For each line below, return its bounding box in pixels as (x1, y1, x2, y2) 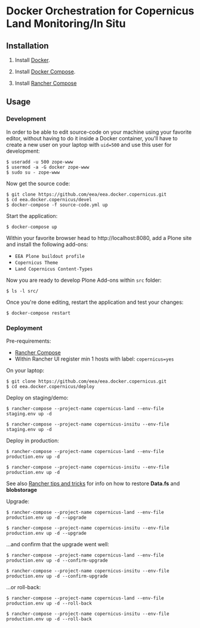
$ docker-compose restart (6, 310, 70, 316)
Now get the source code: (6, 180, 70, 187)
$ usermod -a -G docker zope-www (6, 164, 90, 170)
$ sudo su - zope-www (6, 169, 60, 176)
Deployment (6, 324, 43, 332)
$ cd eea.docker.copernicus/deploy (6, 383, 95, 389)
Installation (6, 41, 49, 51)
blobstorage (6, 486, 38, 493)
